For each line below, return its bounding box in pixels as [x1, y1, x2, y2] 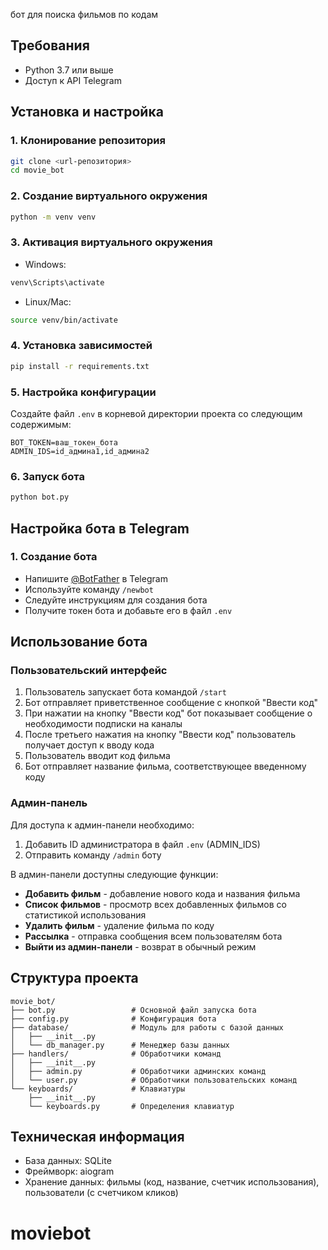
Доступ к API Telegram [24, 74, 122, 86]
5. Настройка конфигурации [10, 385, 157, 399]
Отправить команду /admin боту [24, 849, 162, 861]
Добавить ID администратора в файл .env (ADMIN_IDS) [24, 838, 261, 850]
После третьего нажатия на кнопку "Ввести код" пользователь [24, 729, 296, 741]
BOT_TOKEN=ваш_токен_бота [10, 437, 118, 448]
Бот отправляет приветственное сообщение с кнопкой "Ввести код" [24, 697, 318, 709]
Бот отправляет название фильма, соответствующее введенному [24, 760, 307, 773]
